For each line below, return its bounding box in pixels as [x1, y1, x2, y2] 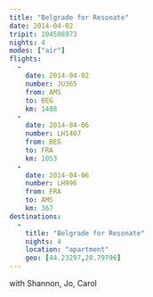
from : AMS [25, 87, 62, 96]
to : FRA [25, 145, 53, 154]
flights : [9, 54, 42, 63]
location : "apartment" [25, 245, 109, 254]
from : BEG [25, 137, 62, 146]
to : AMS [25, 195, 53, 205]
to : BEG [25, 95, 53, 105]
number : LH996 [25, 179, 77, 188]
